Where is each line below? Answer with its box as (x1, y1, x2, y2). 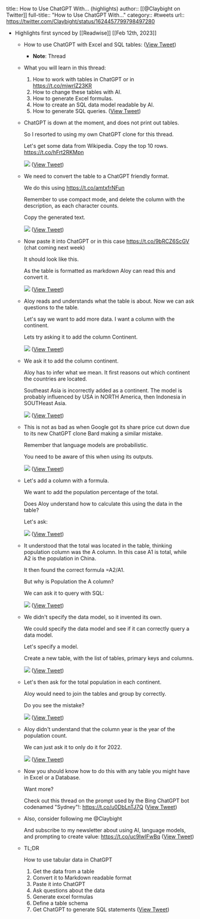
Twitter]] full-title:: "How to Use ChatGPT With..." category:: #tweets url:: (6, 11, 185, 19)
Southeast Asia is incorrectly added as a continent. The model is (23, 387, 183, 394)
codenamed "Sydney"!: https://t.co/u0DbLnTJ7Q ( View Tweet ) (23, 804, 177, 810)
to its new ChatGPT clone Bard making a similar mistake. (23, 430, 163, 437)
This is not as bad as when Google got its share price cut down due (23, 424, 190, 430)
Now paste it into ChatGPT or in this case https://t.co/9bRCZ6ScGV (23, 238, 190, 245)
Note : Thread (32, 53, 66, 59)
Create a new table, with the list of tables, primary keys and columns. (23, 655, 194, 662)
